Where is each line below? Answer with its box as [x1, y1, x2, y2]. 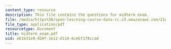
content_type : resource [5, 7, 56, 13]
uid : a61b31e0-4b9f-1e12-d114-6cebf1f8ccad [5, 36, 99, 41]
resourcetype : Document [5, 27, 56, 32]
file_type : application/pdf [5, 21, 65, 27]
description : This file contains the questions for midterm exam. [5, 12, 149, 17]
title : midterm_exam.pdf [5, 31, 58, 36]
